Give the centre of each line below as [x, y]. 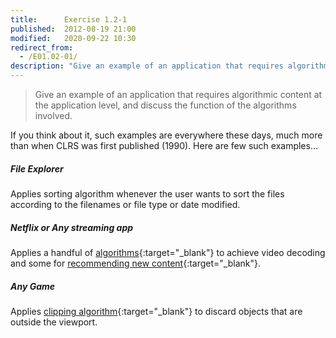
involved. [53, 115]
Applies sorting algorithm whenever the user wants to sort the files [147, 193]
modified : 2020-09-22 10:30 [73, 38]
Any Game [33, 286]
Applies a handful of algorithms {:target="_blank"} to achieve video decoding [168, 252]
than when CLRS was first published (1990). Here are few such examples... [164, 145]
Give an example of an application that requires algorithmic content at [178, 94]
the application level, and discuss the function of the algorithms [165, 105]
